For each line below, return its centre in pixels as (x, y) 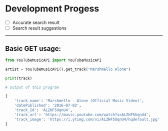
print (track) (19, 78)
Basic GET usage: (33, 49)
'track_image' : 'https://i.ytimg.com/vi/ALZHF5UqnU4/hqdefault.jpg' (87, 119)
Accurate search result (36, 22)
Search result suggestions (39, 28)
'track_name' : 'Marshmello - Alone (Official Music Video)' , (79, 101)
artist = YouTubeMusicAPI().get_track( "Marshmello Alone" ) (68, 69)
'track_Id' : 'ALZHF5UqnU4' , (43, 110)
